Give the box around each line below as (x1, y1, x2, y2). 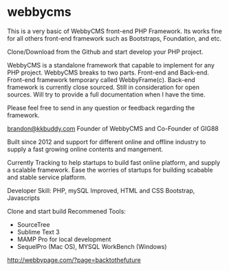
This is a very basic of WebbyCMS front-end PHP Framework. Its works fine (7, 27, 222, 35)
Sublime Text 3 (17, 228, 60, 236)
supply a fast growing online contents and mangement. (7, 145, 164, 153)
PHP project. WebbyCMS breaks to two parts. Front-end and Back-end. (7, 68, 210, 77)
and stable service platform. (7, 173, 87, 181)
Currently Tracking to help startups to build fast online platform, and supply (7, 158, 221, 166)
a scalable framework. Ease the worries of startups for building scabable (7, 165, 213, 174)
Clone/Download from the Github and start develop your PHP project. (7, 48, 204, 56)
